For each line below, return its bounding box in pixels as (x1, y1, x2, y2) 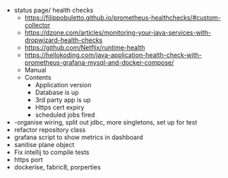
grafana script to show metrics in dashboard (13, 133, 143, 141)
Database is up (35, 88, 79, 96)
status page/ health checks (13, 6, 94, 14)
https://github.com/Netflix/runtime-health (24, 44, 145, 51)
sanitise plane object (13, 141, 75, 148)
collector (24, 21, 51, 29)
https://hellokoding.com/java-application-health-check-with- (24, 51, 203, 59)
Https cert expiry (35, 103, 85, 111)
